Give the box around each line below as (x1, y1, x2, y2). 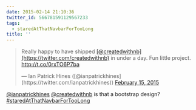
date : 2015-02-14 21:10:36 (6, 8, 75, 15)
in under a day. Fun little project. (110, 54, 191, 62)
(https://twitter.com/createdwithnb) (21, 54, 110, 62)
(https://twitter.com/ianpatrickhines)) (21, 79, 114, 86)
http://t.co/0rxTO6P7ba (21, 61, 80, 68)
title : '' (6, 31, 32, 37)
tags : (6, 20, 20, 26)
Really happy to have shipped (21, 48, 95, 55)
